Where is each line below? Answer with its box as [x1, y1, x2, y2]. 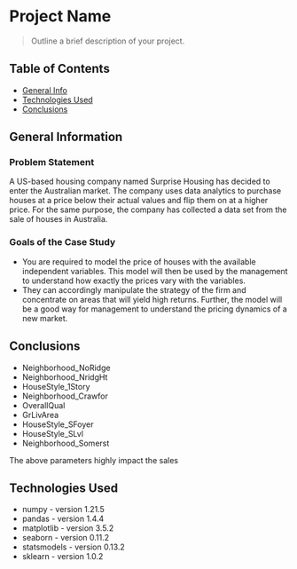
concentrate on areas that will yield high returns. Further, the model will [21, 294, 283, 304]
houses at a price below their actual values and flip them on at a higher [9, 195, 269, 206]
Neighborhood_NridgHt [21, 371, 108, 383]
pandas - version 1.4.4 [21, 513, 105, 525]
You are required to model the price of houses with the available [21, 256, 256, 267]
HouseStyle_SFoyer [21, 419, 94, 430]
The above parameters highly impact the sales [9, 454, 179, 465]
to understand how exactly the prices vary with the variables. [21, 275, 246, 286]
